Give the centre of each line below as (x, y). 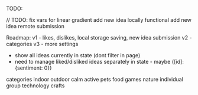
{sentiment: (29, 68)
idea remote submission (35, 26)
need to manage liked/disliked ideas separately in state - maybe (92, 62)
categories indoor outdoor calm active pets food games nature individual (95, 79)
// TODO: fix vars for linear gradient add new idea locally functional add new (99, 20)
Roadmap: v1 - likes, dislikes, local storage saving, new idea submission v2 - (99, 37)
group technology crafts (35, 86)
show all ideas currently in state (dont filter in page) (77, 55)
